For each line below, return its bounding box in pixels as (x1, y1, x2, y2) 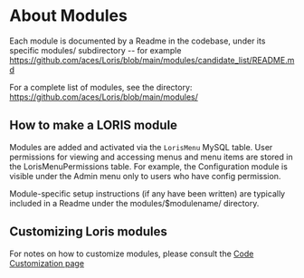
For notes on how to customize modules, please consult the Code (9, 248, 254, 259)
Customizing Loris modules (9, 224, 167, 240)
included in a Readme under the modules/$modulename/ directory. (9, 197, 260, 208)
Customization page (9, 257, 84, 268)
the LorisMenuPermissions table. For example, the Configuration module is (9, 160, 288, 172)
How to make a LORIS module (9, 118, 178, 133)
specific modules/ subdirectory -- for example (9, 44, 182, 55)
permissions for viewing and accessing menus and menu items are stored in (9, 151, 293, 162)
